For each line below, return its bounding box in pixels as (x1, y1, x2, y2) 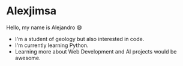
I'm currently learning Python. (14, 42, 89, 49)
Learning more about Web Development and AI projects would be (14, 48, 177, 55)
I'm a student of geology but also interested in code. (14, 35, 145, 42)
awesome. (14, 54, 41, 61)
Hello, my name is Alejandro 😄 (6, 24, 83, 31)
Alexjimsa (6, 4, 57, 18)
